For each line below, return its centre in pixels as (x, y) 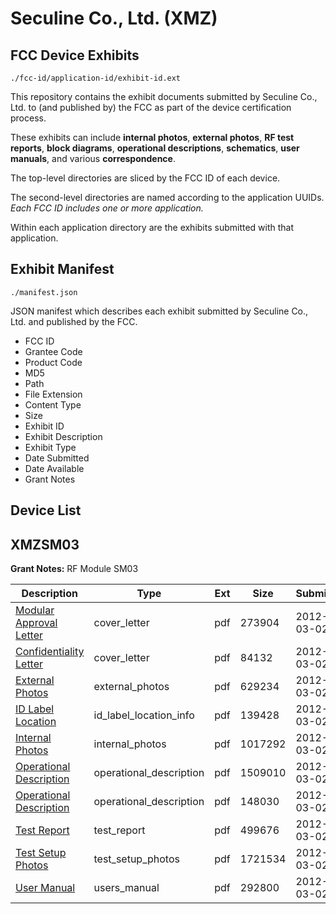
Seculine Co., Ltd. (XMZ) (114, 18)
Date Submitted (57, 458)
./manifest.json (44, 292)
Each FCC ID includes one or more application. (107, 208)
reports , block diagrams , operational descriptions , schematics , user (155, 148)
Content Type (53, 404)
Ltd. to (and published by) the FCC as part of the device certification (151, 107)
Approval (36, 623)
